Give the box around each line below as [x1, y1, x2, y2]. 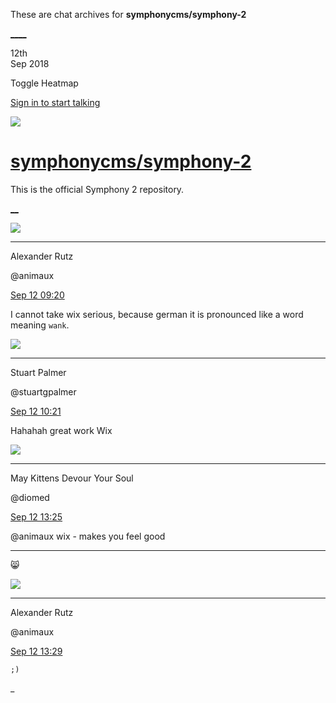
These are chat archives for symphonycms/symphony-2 [10, 9, 247, 20]
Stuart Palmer [10, 366, 67, 378]
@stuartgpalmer [10, 385, 77, 398]
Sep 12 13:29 [10, 645, 63, 657]
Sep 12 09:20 [10, 289, 65, 301]
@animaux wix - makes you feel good [10, 530, 166, 542]
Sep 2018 [10, 58, 50, 69]
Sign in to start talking [10, 97, 101, 108]
